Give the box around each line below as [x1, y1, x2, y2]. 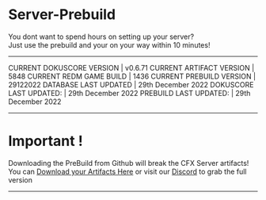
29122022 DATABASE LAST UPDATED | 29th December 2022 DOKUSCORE [8, 79, 254, 89]
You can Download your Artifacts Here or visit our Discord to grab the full [8, 167, 247, 176]
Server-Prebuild [8, 6, 116, 24]
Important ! [8, 133, 83, 150]
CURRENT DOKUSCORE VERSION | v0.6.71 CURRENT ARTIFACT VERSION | [8, 63, 255, 72]
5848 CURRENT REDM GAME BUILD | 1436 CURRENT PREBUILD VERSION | [8, 71, 256, 81]
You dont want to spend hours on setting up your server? [8, 32, 195, 41]
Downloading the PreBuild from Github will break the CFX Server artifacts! [8, 158, 249, 167]
